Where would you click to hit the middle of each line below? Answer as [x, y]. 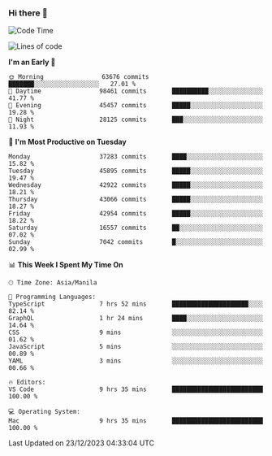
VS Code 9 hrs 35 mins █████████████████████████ [136, 389]
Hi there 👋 [28, 13]
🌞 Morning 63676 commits [79, 77]
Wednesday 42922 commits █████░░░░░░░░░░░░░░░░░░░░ [136, 185]
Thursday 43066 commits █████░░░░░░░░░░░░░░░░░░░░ [136, 200]
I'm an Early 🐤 [32, 62]
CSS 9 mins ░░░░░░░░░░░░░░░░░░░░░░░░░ [136, 332]
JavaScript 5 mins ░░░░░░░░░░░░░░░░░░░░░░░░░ [136, 347]
